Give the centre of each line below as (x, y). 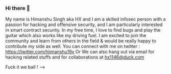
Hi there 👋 (18, 8)
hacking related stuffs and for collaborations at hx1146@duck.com (75, 57)
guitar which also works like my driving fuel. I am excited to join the (76, 36)
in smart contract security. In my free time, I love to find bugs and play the (83, 30)
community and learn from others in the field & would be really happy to (81, 41)
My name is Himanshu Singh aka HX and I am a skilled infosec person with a (86, 19)
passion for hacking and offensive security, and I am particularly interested (84, 24)
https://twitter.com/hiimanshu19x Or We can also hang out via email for (80, 52)
